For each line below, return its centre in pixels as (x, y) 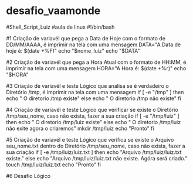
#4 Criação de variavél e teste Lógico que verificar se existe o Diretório (92, 109)
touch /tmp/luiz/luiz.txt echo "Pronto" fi (54, 165)
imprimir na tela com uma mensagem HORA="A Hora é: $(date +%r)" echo (96, 68)
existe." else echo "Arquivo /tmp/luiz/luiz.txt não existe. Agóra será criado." (97, 158)
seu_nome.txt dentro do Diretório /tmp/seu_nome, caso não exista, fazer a (96, 146)
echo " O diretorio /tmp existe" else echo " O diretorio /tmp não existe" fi (94, 98)
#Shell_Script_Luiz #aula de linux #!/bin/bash (60, 27)
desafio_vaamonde (53, 11)
